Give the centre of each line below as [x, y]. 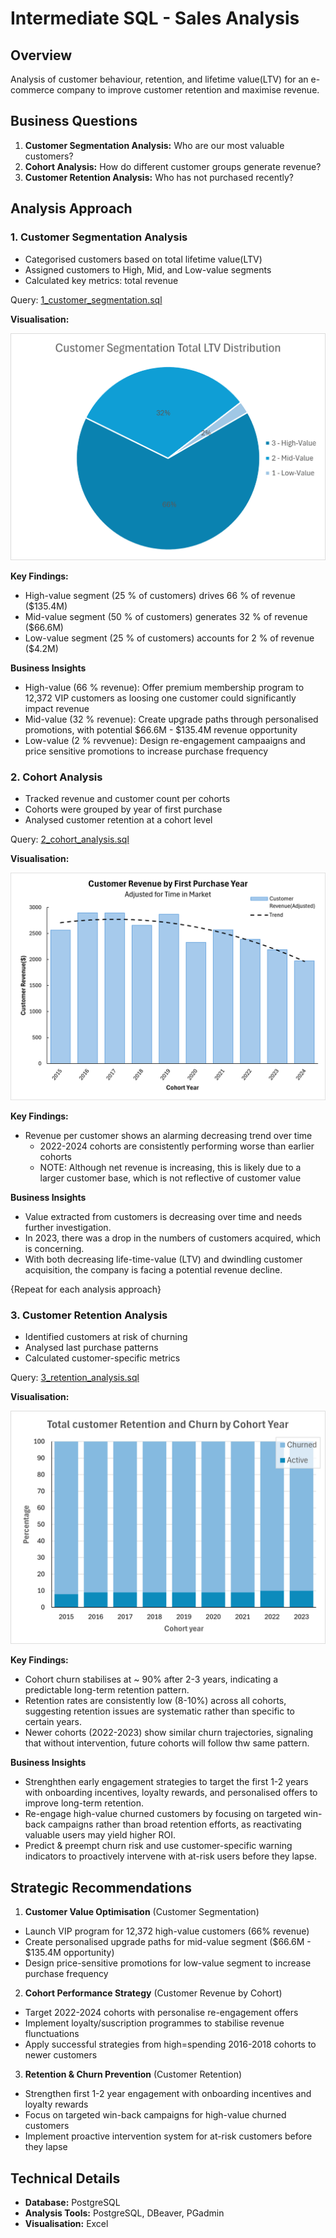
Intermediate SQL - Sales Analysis [155, 18]
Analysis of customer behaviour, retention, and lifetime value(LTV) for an [159, 79]
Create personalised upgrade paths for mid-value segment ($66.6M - [168, 1942]
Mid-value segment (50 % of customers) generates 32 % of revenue [166, 616]
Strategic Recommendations [101, 1887]
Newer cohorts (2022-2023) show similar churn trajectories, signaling [169, 1733]
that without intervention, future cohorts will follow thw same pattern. [167, 1743]
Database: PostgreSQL [72, 2203]
